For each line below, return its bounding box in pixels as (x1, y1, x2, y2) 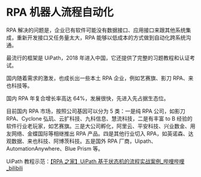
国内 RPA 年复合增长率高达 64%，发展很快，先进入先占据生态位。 (6, 94, 169, 102)
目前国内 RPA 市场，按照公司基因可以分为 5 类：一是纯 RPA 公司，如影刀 (6, 107, 186, 115)
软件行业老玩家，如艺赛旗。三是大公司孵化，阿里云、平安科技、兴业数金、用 (6, 122, 196, 130)
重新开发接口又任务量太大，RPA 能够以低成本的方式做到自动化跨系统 (16, 34, 186, 41)
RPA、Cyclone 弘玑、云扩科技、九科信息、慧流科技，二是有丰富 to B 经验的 (6, 115, 193, 122)
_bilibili (6, 164, 23, 172)
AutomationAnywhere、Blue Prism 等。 (6, 145, 104, 152)
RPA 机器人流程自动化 (6, 5, 114, 19)
